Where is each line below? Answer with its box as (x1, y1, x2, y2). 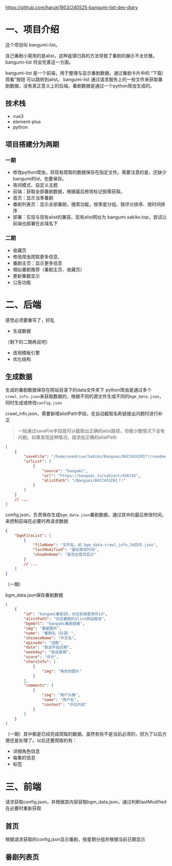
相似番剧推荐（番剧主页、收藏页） (12, 266, 85, 272)
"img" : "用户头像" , (41, 692, 80, 698)
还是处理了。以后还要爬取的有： (9, 737, 77, 744)
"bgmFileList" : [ (14, 533, 52, 538)
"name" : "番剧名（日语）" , (24, 630, 76, 636)
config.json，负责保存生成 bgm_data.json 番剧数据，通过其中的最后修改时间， (5, 512, 166, 518)
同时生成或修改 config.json (5, 399, 62, 406)
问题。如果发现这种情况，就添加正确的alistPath (17, 434, 117, 440)
